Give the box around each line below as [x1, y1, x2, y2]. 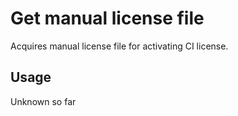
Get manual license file [10, 7, 205, 30]
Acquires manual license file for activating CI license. [10, 40, 229, 52]
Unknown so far [10, 95, 77, 107]
